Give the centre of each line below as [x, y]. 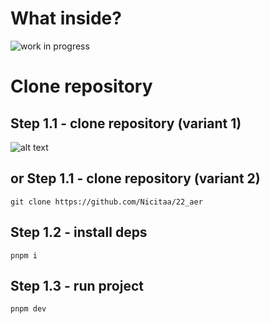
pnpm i [24, 255]
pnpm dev [28, 309]
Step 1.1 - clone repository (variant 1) [126, 123]
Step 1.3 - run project [77, 285]
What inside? [66, 18]
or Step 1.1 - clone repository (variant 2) [135, 178]
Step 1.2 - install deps [79, 232]
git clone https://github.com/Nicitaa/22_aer [106, 202]
